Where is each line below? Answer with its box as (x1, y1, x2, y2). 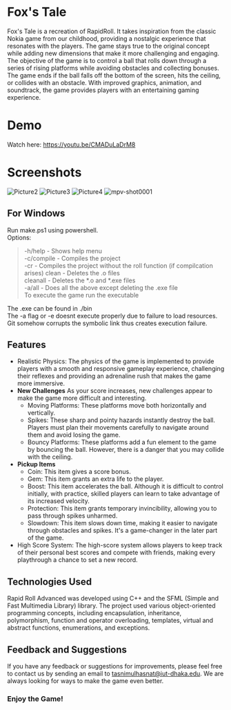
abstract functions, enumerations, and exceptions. (7, 623, 150, 632)
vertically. (27, 409, 55, 417)
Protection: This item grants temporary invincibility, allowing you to (27, 504, 217, 513)
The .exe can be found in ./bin (7, 304, 92, 312)
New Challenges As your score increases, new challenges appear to (17, 387, 213, 395)
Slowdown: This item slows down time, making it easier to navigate (27, 519, 218, 527)
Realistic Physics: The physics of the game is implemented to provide (17, 357, 214, 365)
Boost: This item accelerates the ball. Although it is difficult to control (27, 482, 224, 491)
